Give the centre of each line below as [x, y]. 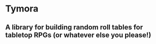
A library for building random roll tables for [74, 27]
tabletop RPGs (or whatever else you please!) [78, 35]
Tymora [22, 9]
